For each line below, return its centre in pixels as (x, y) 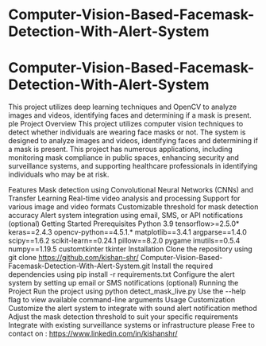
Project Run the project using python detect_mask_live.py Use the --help (127, 291)
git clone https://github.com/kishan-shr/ (73, 258)
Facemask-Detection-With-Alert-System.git (79, 266)
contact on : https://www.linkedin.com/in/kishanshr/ (93, 334)
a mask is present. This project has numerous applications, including (120, 150)
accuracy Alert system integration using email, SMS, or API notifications (126, 216)
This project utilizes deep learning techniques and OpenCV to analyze (122, 107)
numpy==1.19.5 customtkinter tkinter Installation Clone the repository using (130, 249)
